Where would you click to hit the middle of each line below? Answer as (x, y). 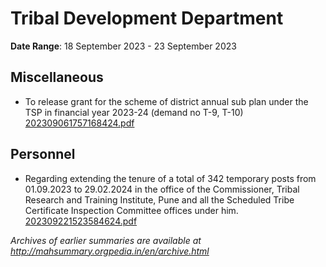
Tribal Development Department (147, 18)
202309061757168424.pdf (79, 123)
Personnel (43, 154)
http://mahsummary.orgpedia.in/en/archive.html (110, 251)
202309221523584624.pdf (81, 221)
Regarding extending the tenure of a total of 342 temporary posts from (170, 178)
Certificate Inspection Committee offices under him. (131, 210)
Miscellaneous (57, 77)
